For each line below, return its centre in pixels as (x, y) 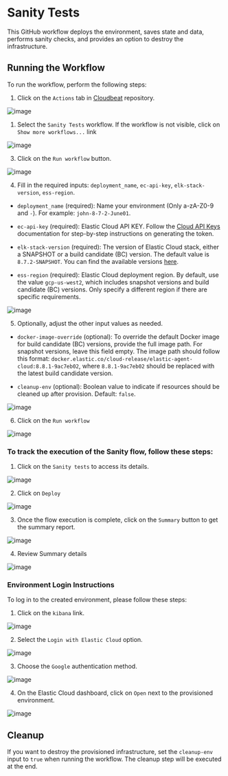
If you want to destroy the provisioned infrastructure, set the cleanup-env (110, 752)
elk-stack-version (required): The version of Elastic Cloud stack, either (118, 247)
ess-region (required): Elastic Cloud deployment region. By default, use (118, 275)
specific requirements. (49, 296)
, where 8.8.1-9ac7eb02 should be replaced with (147, 366)
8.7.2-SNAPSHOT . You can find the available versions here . (98, 261)
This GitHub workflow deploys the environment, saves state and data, (106, 32)
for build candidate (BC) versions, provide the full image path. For (110, 344)
